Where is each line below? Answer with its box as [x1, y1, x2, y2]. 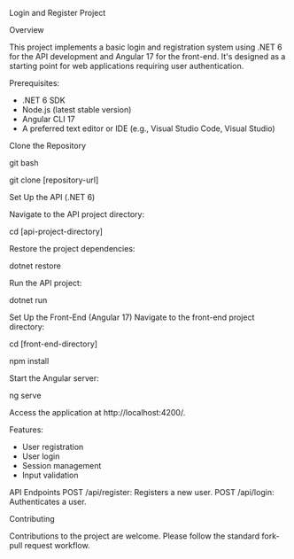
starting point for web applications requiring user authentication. [9, 61, 244, 71]
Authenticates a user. [9, 496, 87, 507]
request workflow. [24, 540, 90, 550]
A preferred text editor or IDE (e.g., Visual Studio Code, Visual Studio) [21, 123, 276, 134]
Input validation [21, 470, 79, 480]
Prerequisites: [9, 78, 60, 88]
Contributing [9, 514, 55, 524]
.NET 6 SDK [21, 95, 66, 105]
